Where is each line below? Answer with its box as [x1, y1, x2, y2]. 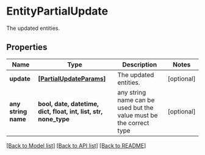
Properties [6, 42, 48, 52]
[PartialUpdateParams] [38, 74, 106, 83]
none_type [38, 115, 70, 123]
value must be [117, 111, 158, 120]
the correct [117, 118, 149, 127]
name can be [117, 96, 155, 104]
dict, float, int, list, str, [38, 107, 103, 115]
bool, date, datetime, [38, 99, 99, 108]
